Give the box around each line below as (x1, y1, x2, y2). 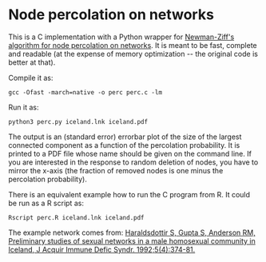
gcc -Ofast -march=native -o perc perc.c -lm (8, 88, 162, 97)
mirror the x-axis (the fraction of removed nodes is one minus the (8, 165, 224, 175)
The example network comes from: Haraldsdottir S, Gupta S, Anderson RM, (8, 228, 256, 237)
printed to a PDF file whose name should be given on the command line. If (8, 149, 252, 158)
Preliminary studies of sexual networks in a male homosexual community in (8, 236, 256, 245)
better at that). (8, 58, 56, 67)
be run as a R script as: (8, 198, 84, 208)
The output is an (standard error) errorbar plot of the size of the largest (8, 132, 242, 141)
